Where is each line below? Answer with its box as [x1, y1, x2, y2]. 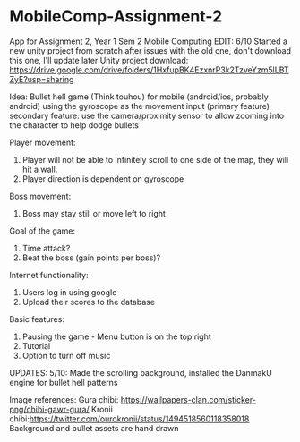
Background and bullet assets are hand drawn [9, 422, 179, 433]
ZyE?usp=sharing [9, 73, 74, 84]
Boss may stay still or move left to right [21, 208, 166, 218]
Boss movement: [9, 191, 72, 201]
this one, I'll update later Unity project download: [9, 55, 189, 65]
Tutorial [21, 340, 51, 351]
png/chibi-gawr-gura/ [9, 404, 90, 414]
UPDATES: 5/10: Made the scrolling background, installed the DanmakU [9, 367, 273, 378]
